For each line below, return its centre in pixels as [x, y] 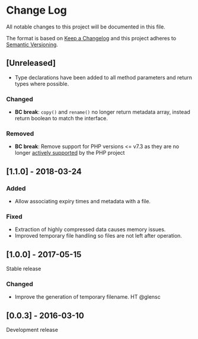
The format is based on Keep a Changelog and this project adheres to [91, 38]
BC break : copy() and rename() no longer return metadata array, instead [103, 112]
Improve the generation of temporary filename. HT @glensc [88, 297]
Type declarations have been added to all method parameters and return [103, 77]
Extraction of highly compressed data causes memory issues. [90, 229]
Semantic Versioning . [32, 44]
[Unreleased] [31, 63]
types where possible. [42, 84]
